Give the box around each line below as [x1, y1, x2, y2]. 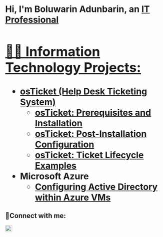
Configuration [34, 139, 94, 150]
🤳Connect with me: [5, 212, 66, 220]
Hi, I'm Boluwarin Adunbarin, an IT [5, 3, 150, 15]
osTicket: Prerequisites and [34, 107, 151, 118]
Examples [34, 160, 76, 171]
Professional [5, 14, 59, 25]
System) [19, 96, 56, 108]
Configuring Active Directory [34, 181, 158, 193]
